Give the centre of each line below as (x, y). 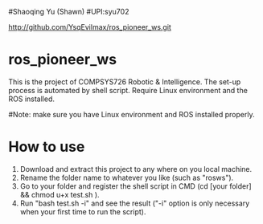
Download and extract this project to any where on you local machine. (136, 169)
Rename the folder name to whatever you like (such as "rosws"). (127, 177)
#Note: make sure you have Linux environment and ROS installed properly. (131, 114)
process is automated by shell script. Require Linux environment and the (128, 90)
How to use (47, 147)
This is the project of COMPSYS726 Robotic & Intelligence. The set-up (125, 81)
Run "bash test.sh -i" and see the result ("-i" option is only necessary (135, 203)
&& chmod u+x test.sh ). (60, 194)
